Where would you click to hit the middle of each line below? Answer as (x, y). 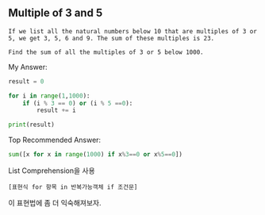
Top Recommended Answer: (55, 140)
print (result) (32, 125)
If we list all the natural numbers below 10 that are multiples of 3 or (133, 31)
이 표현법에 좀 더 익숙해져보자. (55, 203)
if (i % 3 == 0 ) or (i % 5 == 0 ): (78, 103)
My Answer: (28, 67)
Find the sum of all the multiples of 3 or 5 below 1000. (106, 52)
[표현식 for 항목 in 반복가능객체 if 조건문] (73, 187)
